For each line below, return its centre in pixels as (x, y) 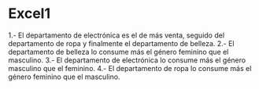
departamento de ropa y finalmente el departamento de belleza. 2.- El (121, 43)
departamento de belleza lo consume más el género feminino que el (118, 52)
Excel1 (30, 14)
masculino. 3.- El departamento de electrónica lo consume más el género (127, 60)
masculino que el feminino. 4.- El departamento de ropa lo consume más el (130, 68)
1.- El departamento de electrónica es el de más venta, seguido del (117, 35)
